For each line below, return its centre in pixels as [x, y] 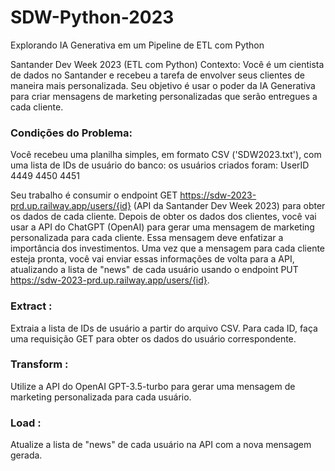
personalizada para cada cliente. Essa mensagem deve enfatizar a [147, 238]
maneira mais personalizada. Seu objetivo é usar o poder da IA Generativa [163, 85]
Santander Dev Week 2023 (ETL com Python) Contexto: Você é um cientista [167, 64]
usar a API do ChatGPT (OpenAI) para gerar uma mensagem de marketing [162, 227]
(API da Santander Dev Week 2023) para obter [229, 206]
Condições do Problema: [71, 133]
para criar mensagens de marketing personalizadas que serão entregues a [164, 96]
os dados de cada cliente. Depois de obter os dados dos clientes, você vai [163, 217]
